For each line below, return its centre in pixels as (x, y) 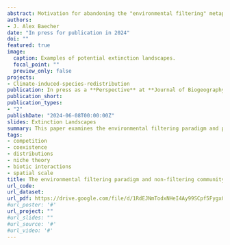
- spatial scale (30, 173)
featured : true (29, 45)
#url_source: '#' (32, 224)
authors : (20, 20)
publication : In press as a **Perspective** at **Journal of (96, 90)
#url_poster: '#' (32, 205)
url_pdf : (20, 199)
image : (16, 52)
